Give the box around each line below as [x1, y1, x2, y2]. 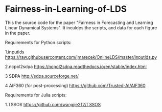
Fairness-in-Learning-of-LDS [5, 3, 127, 15]
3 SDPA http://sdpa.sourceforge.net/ [5, 73, 79, 79]
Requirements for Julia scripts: [5, 92, 67, 98]
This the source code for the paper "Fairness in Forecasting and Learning [5, 20, 153, 25]
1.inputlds [5, 49, 24, 55]
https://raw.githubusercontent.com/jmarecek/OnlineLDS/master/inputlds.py [5, 54, 157, 60]
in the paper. [5, 30, 31, 36]
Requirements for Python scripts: [5, 39, 72, 45]
